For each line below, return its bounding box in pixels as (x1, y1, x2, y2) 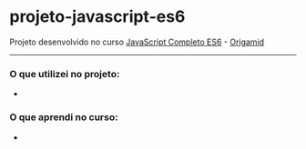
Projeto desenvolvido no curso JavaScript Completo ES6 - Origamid (9, 36, 265, 47)
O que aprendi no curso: (9, 111, 118, 124)
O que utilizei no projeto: (9, 67, 120, 80)
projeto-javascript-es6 (9, 6, 186, 27)
